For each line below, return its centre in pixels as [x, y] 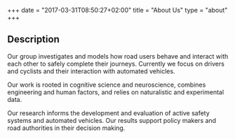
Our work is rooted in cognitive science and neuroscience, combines [107, 85]
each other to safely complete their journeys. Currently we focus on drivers [116, 64]
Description [33, 39]
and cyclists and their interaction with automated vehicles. [91, 71]
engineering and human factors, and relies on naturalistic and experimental [116, 92]
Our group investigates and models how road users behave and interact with [118, 56]
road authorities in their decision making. [66, 128]
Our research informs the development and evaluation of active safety [109, 113]
